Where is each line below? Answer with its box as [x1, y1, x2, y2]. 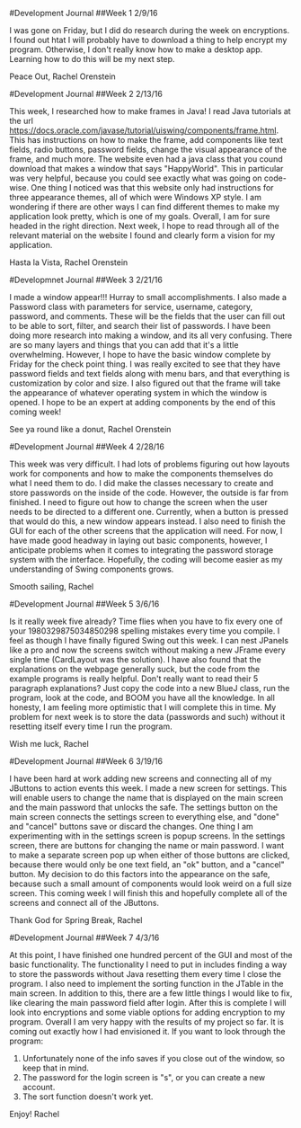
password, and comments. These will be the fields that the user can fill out [9, 311, 286, 322]
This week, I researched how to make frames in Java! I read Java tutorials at [9, 106, 291, 116]
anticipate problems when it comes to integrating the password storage [9, 545, 274, 555]
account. [22, 1082, 56, 1092]
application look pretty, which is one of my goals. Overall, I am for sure [9, 211, 270, 221]
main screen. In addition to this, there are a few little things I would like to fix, [9, 988, 293, 999]
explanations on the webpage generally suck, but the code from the [9, 664, 261, 674]
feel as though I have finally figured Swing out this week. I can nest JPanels [9, 635, 289, 645]
